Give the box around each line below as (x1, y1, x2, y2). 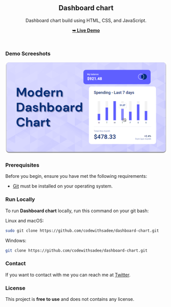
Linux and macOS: (5, 217, 44, 223)
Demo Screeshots (5, 50, 51, 57)
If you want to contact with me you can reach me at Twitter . (5, 272, 131, 278)
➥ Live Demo (72, 27, 100, 33)
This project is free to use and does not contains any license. (5, 296, 135, 302)
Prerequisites (5, 161, 39, 169)
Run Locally (5, 196, 35, 203)
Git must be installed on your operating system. (12, 183, 113, 189)
